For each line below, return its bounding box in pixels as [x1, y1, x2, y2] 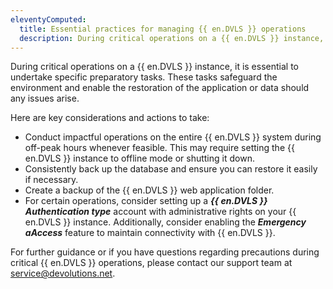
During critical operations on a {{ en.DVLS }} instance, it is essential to [10, 61, 299, 73]
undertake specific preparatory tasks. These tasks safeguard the [10, 71, 278, 83]
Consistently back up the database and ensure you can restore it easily [24, 163, 318, 175]
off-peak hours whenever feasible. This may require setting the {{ [24, 142, 295, 154]
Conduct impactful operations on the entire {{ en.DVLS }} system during [24, 131, 322, 143]
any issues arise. [10, 92, 80, 105]
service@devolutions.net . [10, 267, 116, 280]
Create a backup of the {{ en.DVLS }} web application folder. [24, 184, 275, 196]
